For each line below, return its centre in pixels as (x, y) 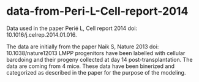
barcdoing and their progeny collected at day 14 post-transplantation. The (99, 59)
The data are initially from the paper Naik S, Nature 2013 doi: (83, 47)
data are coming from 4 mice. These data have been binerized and (90, 66)
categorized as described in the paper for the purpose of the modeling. (96, 72)
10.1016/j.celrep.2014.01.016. (42, 34)
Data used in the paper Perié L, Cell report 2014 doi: (72, 28)
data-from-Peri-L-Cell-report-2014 (97, 11)
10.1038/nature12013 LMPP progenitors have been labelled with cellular (96, 53)
